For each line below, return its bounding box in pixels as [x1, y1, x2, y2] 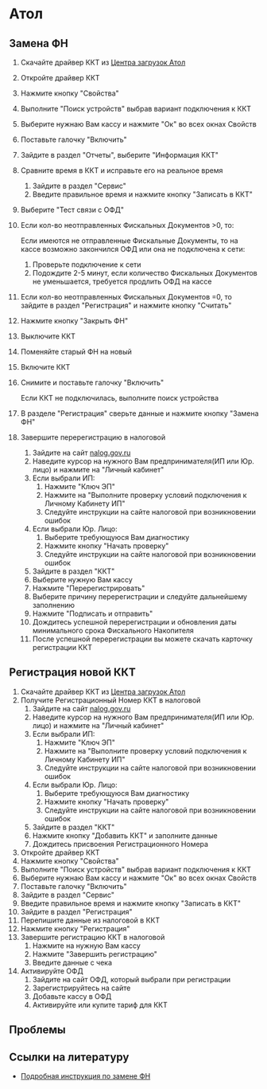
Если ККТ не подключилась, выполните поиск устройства [20, 394, 219, 402]
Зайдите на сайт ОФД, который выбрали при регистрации [32, 974, 231, 984]
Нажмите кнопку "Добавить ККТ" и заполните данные [32, 830, 218, 840]
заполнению [32, 601, 75, 609]
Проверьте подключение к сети [32, 260, 141, 269]
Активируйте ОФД [20, 966, 83, 976]
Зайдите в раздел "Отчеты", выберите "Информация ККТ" [20, 151, 219, 159]
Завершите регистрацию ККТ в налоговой [20, 932, 165, 942]
